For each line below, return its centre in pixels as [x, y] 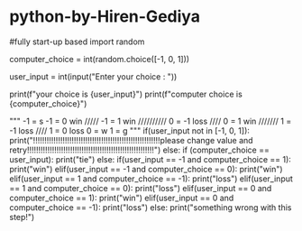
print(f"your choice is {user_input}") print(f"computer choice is [126, 94]
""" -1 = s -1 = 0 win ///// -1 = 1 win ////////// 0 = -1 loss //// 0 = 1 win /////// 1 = [151, 121]
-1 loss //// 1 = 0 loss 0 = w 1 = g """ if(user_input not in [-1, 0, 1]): [130, 130]
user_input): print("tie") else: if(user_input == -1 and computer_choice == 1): [150, 159]
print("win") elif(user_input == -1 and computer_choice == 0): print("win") [146, 169]
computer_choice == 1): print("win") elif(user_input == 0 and [122, 198]
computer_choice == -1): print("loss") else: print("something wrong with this [151, 207]
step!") [22, 217]
